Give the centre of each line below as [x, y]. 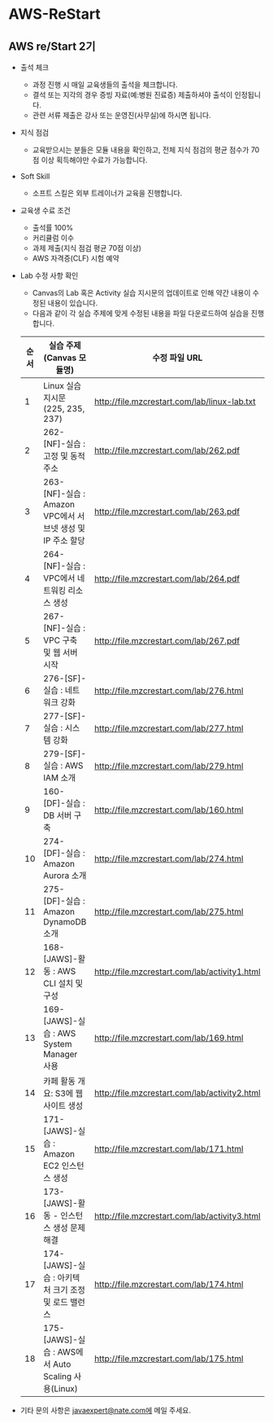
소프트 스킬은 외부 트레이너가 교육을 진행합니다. [107, 193]
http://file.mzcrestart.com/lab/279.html [169, 766]
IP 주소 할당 [64, 540]
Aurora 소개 [65, 875]
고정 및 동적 [64, 456]
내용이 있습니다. [73, 303]
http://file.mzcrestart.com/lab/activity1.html [178, 972]
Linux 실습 [62, 386]
